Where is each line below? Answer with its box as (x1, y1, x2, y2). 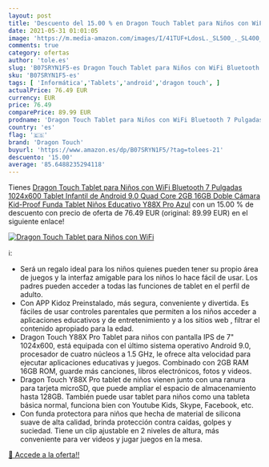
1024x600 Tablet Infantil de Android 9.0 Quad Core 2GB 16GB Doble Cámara (8, 191, 261, 201)
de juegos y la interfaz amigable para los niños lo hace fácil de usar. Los (19, 273, 259, 283)
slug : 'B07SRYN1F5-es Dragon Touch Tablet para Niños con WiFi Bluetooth (8, 64, 260, 72)
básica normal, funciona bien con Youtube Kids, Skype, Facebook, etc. (19, 401, 254, 410)
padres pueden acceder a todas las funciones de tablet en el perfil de (19, 281, 251, 291)
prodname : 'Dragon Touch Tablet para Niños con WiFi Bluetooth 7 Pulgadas (8, 116, 263, 124)
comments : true (8, 42, 59, 50)
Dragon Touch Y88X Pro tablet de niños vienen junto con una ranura (19, 375, 246, 384)
